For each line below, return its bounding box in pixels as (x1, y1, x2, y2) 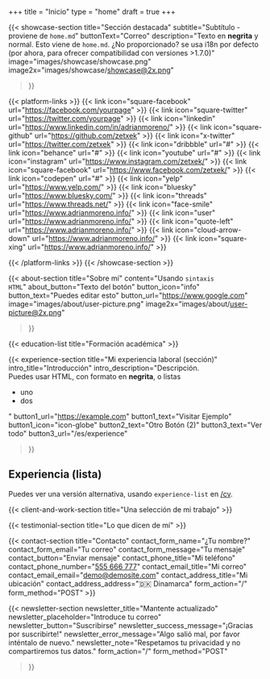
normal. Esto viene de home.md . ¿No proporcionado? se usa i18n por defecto (8, 40, 260, 49)
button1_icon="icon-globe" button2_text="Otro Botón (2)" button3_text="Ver (8, 420, 263, 430)
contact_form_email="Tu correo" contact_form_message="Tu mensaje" (8, 544, 246, 554)
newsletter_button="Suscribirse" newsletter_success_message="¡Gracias (8, 620, 254, 630)
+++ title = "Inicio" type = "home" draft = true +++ (8, 7, 176, 16)
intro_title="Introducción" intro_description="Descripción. (8, 363, 200, 373)
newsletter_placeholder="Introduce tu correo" (8, 612, 162, 622)
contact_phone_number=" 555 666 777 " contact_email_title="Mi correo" (8, 561, 247, 571)
